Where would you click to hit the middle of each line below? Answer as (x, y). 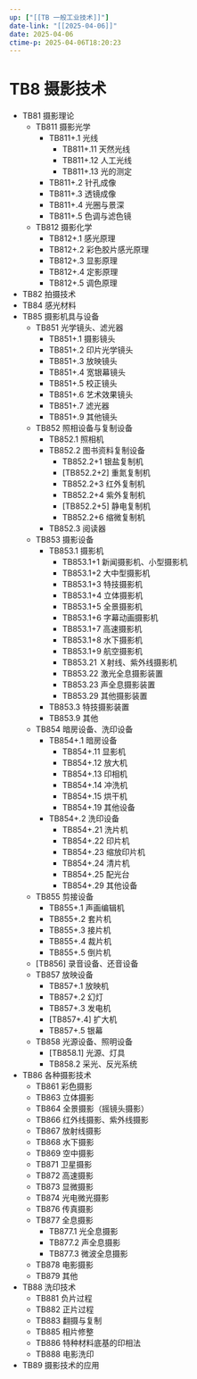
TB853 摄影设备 (65, 540)
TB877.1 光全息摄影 (83, 1232)
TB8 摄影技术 (58, 89)
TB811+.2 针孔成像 (82, 183)
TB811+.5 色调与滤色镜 (90, 216)
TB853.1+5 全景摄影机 (102, 607)
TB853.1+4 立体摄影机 (103, 595)
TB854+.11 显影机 (94, 752)
